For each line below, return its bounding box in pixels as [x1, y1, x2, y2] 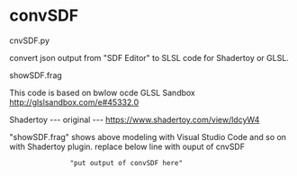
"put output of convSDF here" [69, 158, 183, 167]
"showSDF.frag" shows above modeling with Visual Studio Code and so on [9, 131, 286, 142]
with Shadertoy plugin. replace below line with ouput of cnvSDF [9, 141, 246, 152]
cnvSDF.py [9, 35, 50, 46]
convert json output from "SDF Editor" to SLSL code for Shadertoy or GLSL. [9, 52, 290, 63]
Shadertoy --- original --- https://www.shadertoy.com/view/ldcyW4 [9, 114, 260, 125]
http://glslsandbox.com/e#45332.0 [9, 96, 139, 108]
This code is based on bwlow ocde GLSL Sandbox [9, 87, 195, 98]
